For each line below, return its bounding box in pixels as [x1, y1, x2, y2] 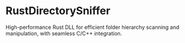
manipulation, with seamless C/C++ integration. [5, 29, 123, 37]
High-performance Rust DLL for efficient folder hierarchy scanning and [5, 24, 180, 31]
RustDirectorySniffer [5, 4, 111, 18]
